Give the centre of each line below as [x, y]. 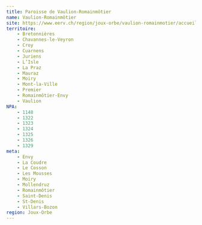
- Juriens [29, 56]
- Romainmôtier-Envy [43, 95]
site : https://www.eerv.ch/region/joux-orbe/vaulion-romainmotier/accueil [102, 23]
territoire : [21, 28]
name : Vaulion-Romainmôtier [41, 17]
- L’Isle [28, 62]
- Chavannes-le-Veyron [45, 40]
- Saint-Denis [35, 196]
